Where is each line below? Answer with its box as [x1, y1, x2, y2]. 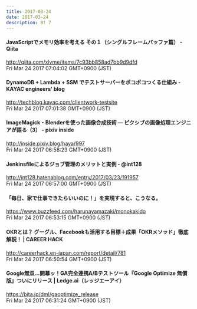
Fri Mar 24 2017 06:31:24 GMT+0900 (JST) [6, 297, 111, 304]
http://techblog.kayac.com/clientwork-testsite [6, 98, 118, 106]
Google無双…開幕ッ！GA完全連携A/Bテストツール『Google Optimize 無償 [6, 269, 188, 277]
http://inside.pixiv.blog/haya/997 [6, 140, 86, 147]
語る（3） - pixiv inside [16, 126, 74, 133]
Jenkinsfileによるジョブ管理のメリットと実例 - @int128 [6, 160, 142, 167]
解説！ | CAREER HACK [6, 235, 63, 242]
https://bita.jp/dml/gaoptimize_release [6, 290, 99, 298]
